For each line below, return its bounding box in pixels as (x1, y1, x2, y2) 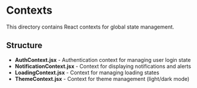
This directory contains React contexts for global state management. (6, 23, 174, 30)
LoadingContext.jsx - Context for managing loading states (14, 69, 160, 76)
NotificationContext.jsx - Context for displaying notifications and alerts (14, 62, 192, 70)
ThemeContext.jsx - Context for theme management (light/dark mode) (14, 75, 190, 82)
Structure (6, 40, 43, 51)
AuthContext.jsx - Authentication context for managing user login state (14, 56, 191, 63)
